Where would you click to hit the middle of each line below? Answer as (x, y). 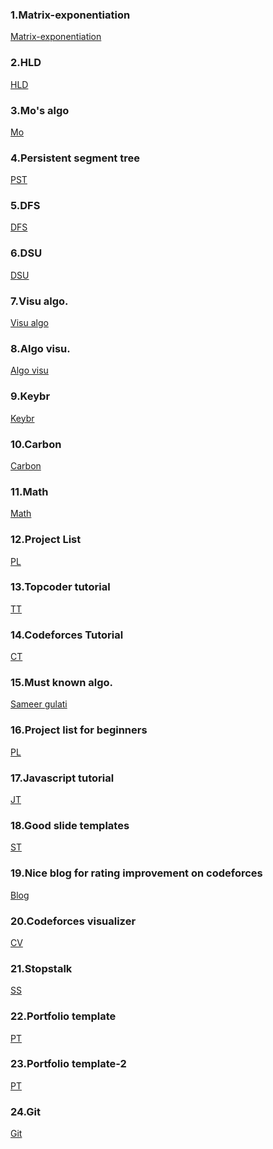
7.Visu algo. (39, 301)
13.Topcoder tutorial (60, 587)
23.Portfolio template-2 (68, 1064)
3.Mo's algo (40, 110)
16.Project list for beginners (79, 730)
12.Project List (46, 540)
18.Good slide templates (70, 825)
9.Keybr (30, 396)
